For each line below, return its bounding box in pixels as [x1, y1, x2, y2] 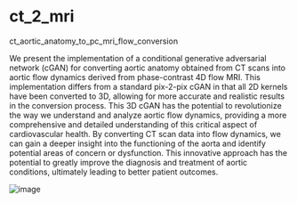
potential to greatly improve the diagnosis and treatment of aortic [9, 157, 248, 167]
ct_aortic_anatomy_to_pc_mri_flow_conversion [9, 36, 179, 46]
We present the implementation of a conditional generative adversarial [9, 53, 267, 63]
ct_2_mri [9, 6, 75, 27]
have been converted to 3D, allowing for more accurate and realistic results [9, 91, 285, 101]
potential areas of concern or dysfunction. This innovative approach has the [9, 147, 287, 158]
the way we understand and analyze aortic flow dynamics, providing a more [9, 110, 287, 120]
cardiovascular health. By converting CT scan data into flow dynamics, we [9, 128, 282, 139]
